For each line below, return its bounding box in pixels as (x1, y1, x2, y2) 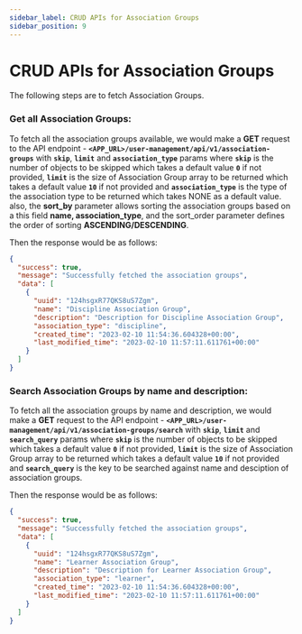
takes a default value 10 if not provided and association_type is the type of (9, 181, 288, 192)
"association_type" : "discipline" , (32, 321, 168, 330)
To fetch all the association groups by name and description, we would (9, 405, 272, 416)
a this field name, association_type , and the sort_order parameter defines (9, 209, 286, 221)
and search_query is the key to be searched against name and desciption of (9, 463, 289, 473)
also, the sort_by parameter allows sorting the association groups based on (9, 200, 291, 211)
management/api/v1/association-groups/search (9, 426, 183, 436)
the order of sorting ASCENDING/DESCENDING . (9, 219, 189, 230)
